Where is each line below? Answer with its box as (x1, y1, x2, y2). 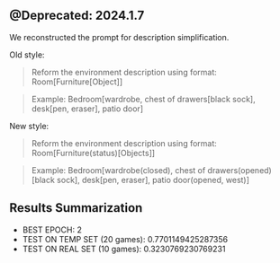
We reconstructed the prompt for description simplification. (9, 31, 230, 42)
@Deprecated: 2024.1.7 (9, 8, 145, 23)
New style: (9, 120, 50, 131)
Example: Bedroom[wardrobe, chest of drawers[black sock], (31, 93, 256, 104)
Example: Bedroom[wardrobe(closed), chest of (31, 164, 206, 175)
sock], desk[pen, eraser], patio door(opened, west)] (57, 174, 250, 185)
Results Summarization (9, 200, 143, 215)
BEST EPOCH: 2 (22, 224, 83, 235)
